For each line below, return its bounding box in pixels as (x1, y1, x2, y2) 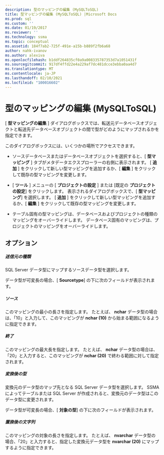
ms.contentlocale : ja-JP (5, 71, 56, 76)
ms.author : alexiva (5, 53, 45, 58)
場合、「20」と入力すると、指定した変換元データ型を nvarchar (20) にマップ (5, 438, 159, 444)
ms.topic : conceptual (5, 39, 49, 44)
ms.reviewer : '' (5, 30, 38, 35)
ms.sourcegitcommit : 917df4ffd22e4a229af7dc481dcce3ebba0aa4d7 (5, 62, 137, 67)
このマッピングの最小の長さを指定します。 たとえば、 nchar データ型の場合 (5, 309, 158, 315)
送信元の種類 (5, 253, 31, 259)
